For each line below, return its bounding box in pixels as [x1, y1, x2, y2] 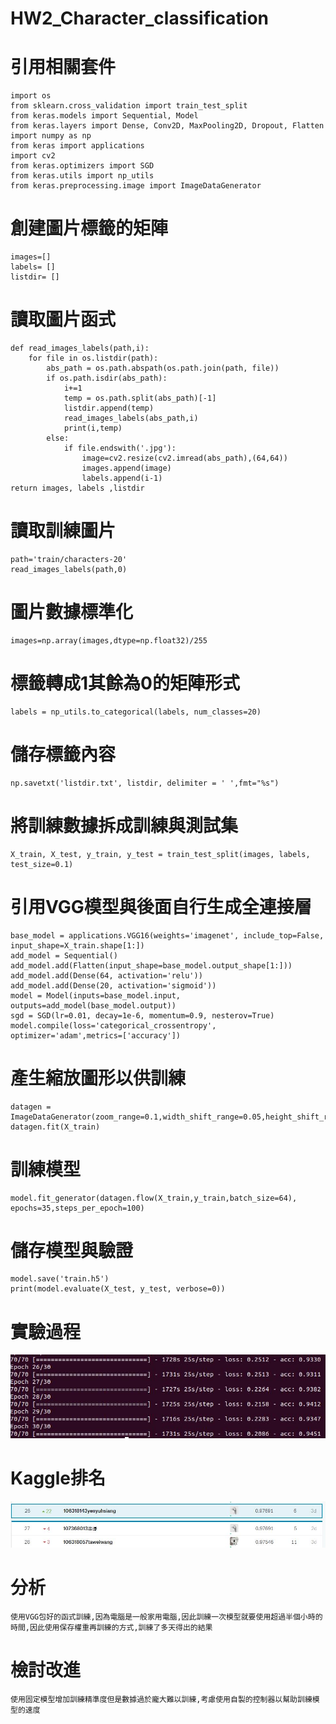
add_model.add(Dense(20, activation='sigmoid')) [10, 980, 217, 991]
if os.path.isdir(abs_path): [46, 373, 168, 383]
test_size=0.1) [10, 859, 74, 869]
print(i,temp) [63, 423, 123, 433]
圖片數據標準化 [10, 601, 134, 624]
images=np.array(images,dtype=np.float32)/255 [10, 635, 208, 646]
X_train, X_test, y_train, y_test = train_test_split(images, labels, [10, 849, 311, 859]
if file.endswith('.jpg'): [63, 443, 177, 453]
